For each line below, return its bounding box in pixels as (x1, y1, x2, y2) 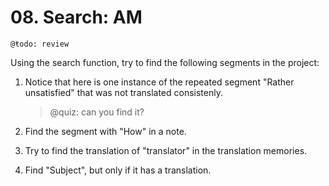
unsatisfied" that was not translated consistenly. (24, 86, 223, 98)
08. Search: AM (10, 6, 143, 29)
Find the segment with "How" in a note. (24, 125, 187, 137)
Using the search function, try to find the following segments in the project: (10, 56, 320, 68)
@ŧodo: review (10, 39, 70, 49)
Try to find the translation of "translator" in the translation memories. (24, 144, 308, 156)
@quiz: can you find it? (49, 106, 145, 118)
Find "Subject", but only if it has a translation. (24, 164, 212, 176)
